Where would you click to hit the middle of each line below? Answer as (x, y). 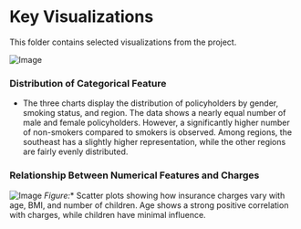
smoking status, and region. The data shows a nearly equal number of (154, 113)
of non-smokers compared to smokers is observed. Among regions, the (157, 132)
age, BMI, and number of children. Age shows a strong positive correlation (149, 205)
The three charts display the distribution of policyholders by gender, (150, 103)
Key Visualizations (82, 17)
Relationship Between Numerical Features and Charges (135, 175)
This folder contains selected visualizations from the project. (123, 42)
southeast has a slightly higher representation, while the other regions (154, 142)
